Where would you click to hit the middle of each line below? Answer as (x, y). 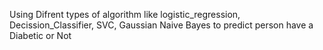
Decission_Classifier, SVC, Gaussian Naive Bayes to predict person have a (161, 25)
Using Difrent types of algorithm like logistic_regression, (125, 14)
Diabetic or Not (40, 35)
